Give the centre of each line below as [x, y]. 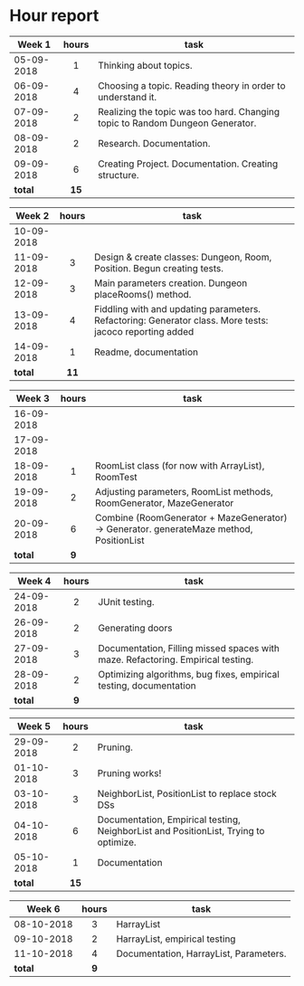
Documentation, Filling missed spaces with [189, 648]
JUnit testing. [127, 602]
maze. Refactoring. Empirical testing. [176, 659]
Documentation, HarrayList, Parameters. [201, 953]
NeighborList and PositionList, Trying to [181, 830]
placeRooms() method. [143, 294]
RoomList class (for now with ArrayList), [180, 465]
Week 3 [33, 398]
